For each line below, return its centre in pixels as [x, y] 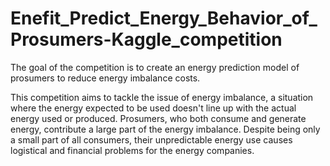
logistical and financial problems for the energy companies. [132, 150]
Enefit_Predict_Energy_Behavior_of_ [164, 18]
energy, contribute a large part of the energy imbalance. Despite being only [165, 129]
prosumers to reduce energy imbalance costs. [105, 78]
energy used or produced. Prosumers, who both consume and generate [158, 118]
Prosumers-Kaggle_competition [146, 39]
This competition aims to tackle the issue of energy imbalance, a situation [162, 97]
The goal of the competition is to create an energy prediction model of [155, 67]
